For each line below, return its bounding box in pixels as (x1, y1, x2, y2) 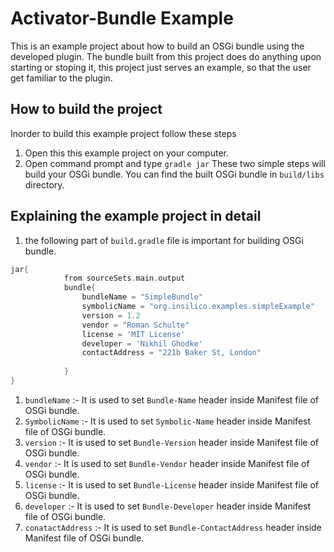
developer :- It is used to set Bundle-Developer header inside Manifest (24, 500, 312, 512)
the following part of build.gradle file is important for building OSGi (24, 234, 304, 246)
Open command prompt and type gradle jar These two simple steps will (24, 157, 326, 169)
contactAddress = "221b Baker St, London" (81, 348, 262, 358)
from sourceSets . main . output (63, 273, 186, 284)
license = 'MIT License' (81, 329, 186, 339)
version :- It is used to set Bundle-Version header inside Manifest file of (24, 436, 319, 448)
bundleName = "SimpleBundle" (81, 292, 203, 302)
